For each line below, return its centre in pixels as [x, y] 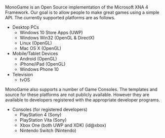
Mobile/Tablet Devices [35, 53]
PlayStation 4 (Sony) [41, 115]
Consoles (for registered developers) [50, 109]
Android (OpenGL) [38, 59]
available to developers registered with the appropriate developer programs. [83, 100]
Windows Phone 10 [39, 69]
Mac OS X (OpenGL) [41, 48]
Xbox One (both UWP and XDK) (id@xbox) [63, 125]
